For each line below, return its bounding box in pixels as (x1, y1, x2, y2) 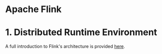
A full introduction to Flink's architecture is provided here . (5, 43, 125, 49)
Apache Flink (5, 4, 62, 15)
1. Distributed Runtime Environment (5, 27, 157, 38)
